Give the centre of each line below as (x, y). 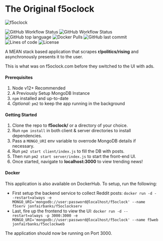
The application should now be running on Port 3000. (59, 233)
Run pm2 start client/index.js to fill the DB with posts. (68, 151)
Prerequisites (19, 77)
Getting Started (21, 115)
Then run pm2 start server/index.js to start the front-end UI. (74, 156)
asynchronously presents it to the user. (44, 56)
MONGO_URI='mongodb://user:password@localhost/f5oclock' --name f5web (85, 220)
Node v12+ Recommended (39, 88)
